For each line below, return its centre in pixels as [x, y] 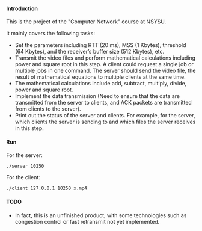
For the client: [23, 177]
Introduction [22, 8]
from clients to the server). [48, 109]
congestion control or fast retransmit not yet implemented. [87, 221]
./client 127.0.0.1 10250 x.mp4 [47, 189]
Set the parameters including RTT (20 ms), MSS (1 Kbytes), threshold [100, 45]
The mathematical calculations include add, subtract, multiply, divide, [101, 84]
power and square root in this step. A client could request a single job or [104, 64]
